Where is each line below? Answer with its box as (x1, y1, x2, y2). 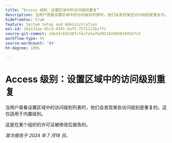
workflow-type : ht (5, 36, 45, 41)
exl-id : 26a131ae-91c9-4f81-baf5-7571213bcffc (5, 27, 106, 32)
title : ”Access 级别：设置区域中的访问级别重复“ (5, 7, 99, 13)
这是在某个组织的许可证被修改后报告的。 (5, 121, 91, 128)
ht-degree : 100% (5, 45, 40, 51)
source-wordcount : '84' (5, 41, 56, 46)
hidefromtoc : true (5, 17, 45, 22)
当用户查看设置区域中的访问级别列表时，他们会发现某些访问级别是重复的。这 (5, 104, 167, 110)
